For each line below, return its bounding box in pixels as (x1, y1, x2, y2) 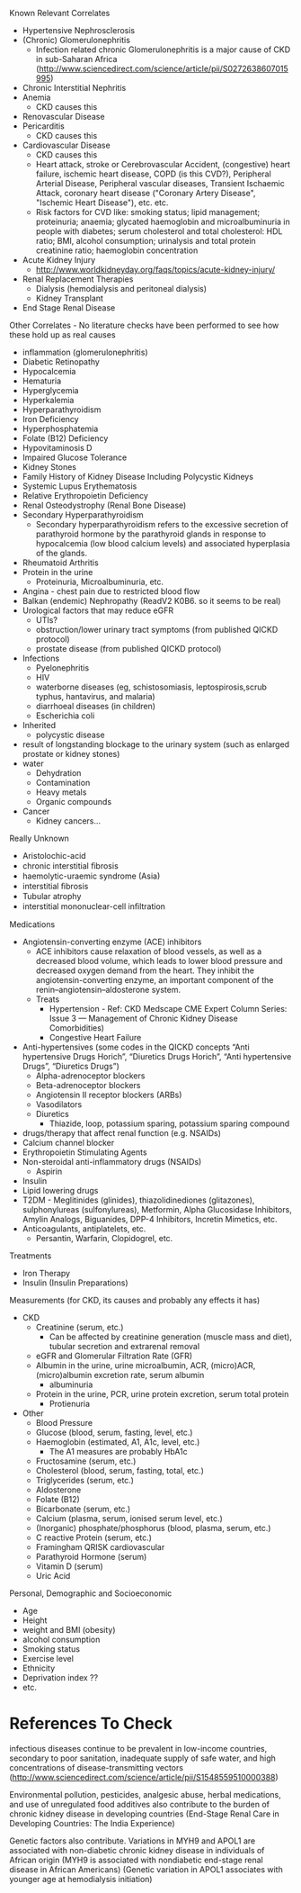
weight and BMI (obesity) (22, 1625, 116, 1635)
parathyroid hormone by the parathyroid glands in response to (35, 528, 267, 539)
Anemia (22, 92, 51, 103)
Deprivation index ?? (22, 1672, 99, 1682)
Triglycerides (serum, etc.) (35, 1475, 135, 1485)
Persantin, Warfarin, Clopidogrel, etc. (35, 1233, 173, 1243)
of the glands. (35, 548, 88, 558)
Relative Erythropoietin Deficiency (22, 491, 148, 500)
